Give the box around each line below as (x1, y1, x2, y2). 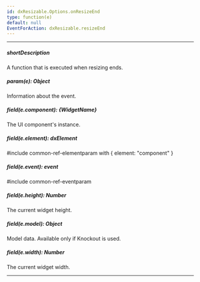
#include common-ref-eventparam (7, 178, 91, 185)
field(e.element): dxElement (7, 134, 78, 142)
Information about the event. (7, 92, 77, 100)
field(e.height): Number (7, 191, 67, 198)
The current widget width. (7, 264, 71, 270)
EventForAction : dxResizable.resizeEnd (7, 25, 106, 31)
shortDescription (7, 49, 50, 56)
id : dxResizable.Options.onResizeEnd (7, 8, 100, 15)
